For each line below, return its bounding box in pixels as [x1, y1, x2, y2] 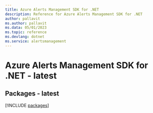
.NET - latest [5, 70, 57, 81]
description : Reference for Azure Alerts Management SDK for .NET [5, 12, 143, 17]
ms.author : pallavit [5, 20, 47, 26]
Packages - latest [5, 90, 59, 98]
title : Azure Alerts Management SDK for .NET [5, 7, 99, 12]
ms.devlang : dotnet [5, 35, 45, 39]
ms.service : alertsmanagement [5, 39, 67, 44]
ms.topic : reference [5, 30, 47, 35]
